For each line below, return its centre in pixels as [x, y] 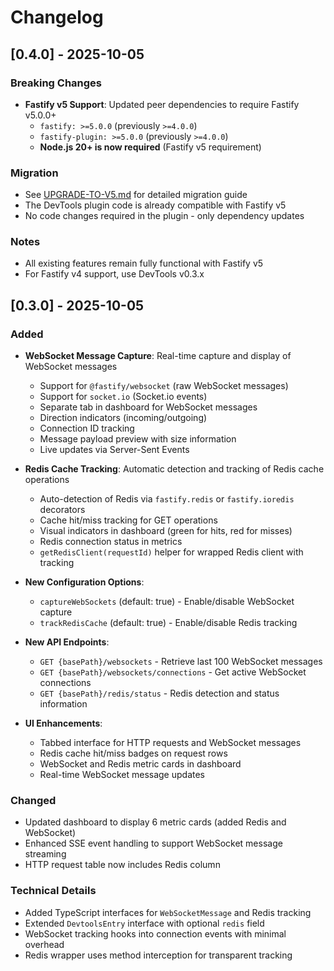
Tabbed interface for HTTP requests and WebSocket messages [170, 743]
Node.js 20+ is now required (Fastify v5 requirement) [150, 147]
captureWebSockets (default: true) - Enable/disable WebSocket [167, 602]
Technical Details [53, 891]
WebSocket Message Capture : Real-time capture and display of [158, 356]
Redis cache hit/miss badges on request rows [133, 753]
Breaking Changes [56, 83]
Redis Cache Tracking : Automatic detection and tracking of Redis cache [174, 469]
